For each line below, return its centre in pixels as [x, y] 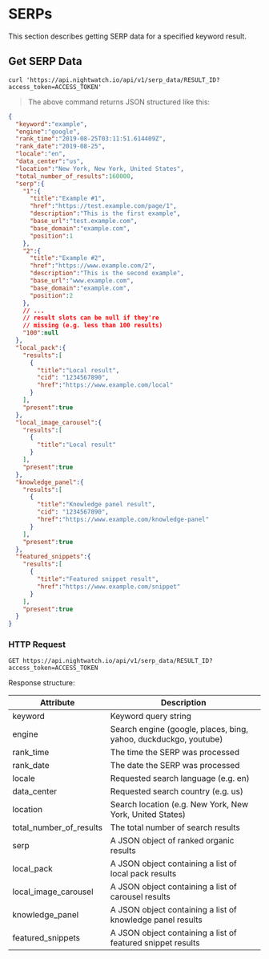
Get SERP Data [45, 61]
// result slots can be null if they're [91, 318]
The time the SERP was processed [175, 753]
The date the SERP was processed [175, 766]
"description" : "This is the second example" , [106, 274]
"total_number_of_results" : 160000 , [75, 176]
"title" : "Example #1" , [67, 199]
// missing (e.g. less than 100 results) [92, 326]
